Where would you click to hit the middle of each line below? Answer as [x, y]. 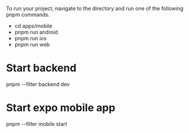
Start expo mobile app [61, 108]
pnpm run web [32, 44]
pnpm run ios [30, 38]
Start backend [41, 68]
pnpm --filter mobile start [37, 124]
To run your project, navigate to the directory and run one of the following [95, 8]
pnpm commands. [28, 15]
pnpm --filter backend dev [38, 84]
